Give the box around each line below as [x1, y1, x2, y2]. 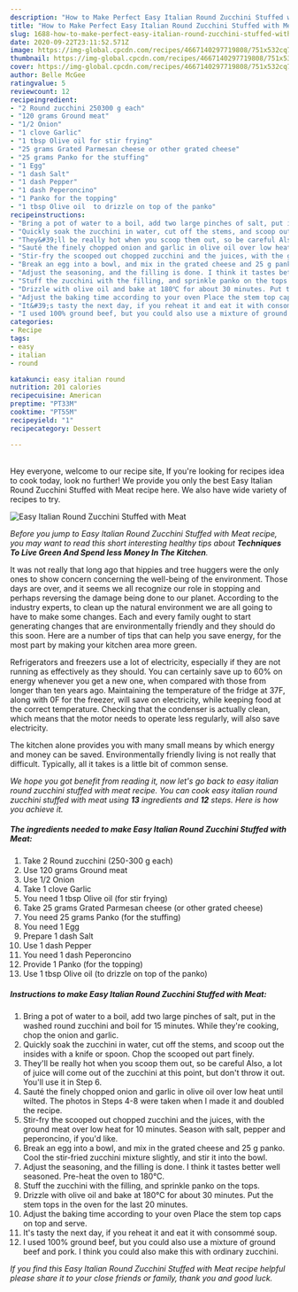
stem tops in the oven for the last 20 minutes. [22, 1199, 188, 1210]
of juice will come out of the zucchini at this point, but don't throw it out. [22, 1068, 286, 1079]
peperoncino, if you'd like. [22, 1133, 118, 1144]
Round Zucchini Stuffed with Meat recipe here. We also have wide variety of [10, 484, 287, 495]
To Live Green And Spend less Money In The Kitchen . [10, 546, 209, 558]
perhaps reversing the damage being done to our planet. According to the [10, 592, 279, 603]
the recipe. [22, 1105, 63, 1116]
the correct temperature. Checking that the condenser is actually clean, [10, 703, 271, 714]
